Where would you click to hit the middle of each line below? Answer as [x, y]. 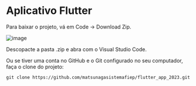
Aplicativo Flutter [49, 11]
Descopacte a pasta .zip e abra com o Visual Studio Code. [76, 49]
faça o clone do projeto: [35, 67]
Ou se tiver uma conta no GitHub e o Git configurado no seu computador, [94, 60]
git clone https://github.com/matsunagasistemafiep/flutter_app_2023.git [98, 77]
